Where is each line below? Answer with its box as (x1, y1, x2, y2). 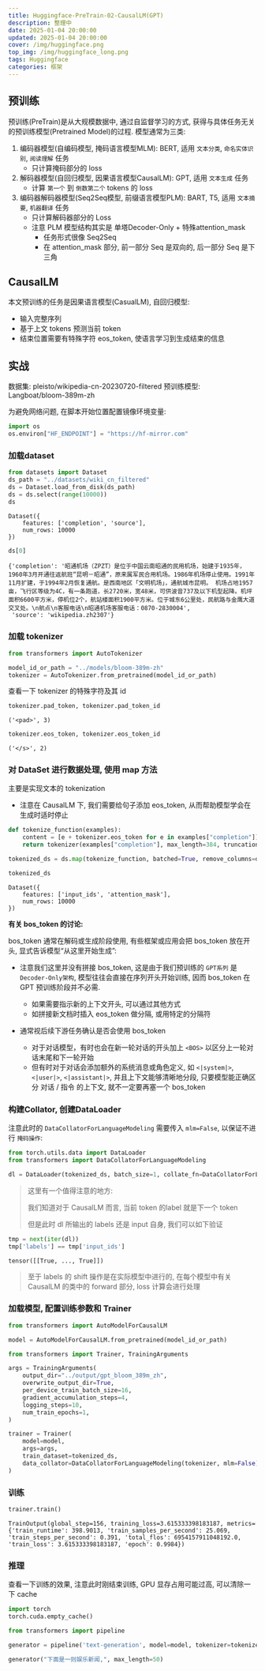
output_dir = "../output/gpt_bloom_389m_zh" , (22, 1372, 168, 1379)
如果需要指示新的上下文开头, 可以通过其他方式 (31, 999, 181, 1008)
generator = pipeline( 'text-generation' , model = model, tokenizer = (8, 1641, 231, 1649)
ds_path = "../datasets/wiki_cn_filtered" (8, 476, 150, 484)
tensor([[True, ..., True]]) (8, 1257, 104, 1265)
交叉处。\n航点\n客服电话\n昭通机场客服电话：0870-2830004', (8, 604, 191, 612)
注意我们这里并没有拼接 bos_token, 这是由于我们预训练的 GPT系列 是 (19, 962, 238, 972)
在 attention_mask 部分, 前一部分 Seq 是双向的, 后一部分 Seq (43, 242, 240, 251)
